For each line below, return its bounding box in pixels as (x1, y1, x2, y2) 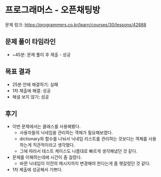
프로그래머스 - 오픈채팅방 (5, 4, 101, 16)
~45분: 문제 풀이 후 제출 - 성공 (12, 51, 71, 57)
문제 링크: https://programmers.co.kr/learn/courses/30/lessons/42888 (5, 22, 146, 28)
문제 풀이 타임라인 (5, 37, 56, 46)
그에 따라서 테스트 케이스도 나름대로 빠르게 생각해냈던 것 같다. (19, 148, 137, 154)
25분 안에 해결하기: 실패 (12, 81, 58, 87)
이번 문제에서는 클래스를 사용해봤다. (12, 124, 81, 130)
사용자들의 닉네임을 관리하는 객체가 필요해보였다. (19, 130, 113, 136)
